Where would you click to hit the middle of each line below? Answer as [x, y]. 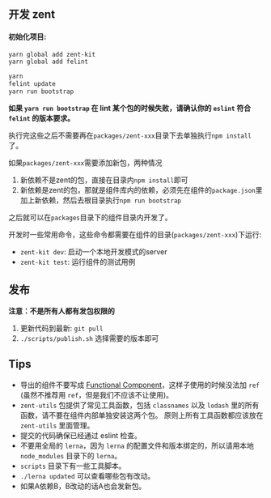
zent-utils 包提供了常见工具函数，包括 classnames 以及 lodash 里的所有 [140, 405]
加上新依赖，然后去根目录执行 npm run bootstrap [101, 200]
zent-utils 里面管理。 [57, 425]
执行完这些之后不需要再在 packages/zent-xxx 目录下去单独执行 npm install [130, 135]
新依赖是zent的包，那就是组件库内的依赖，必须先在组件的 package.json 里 [141, 189]
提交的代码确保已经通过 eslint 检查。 [80, 435]
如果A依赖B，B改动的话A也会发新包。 [83, 486]
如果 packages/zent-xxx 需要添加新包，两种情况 [85, 162]
